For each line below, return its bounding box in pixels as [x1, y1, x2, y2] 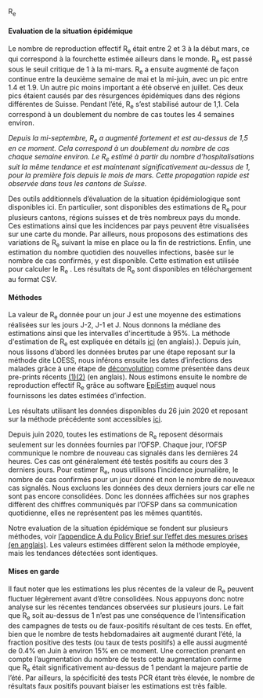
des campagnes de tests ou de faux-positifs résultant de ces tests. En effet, [8, 621, 253, 630]
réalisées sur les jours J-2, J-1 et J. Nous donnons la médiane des [8, 320, 222, 330]
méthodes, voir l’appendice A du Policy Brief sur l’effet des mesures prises [8, 532, 248, 541]
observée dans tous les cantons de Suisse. [8, 178, 147, 188]
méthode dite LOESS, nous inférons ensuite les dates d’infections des [8, 355, 232, 364]
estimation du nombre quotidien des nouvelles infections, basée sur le [8, 247, 235, 258]
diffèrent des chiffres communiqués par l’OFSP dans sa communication [8, 500, 238, 510]
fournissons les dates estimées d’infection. [8, 390, 146, 400]
